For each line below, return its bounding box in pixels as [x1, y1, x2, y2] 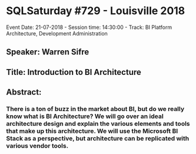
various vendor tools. [6, 142, 69, 150]
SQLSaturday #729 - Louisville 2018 [6, 4, 185, 18]
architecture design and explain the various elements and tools [6, 120, 190, 128]
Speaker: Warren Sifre [6, 47, 89, 57]
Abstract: [6, 87, 42, 97]
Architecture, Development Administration [6, 30, 108, 37]
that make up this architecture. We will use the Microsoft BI [6, 127, 178, 135]
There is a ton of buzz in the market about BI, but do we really [6, 105, 185, 113]
